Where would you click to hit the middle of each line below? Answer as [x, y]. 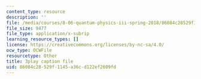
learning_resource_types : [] [42, 39]
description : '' [26, 17]
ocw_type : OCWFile [29, 50]
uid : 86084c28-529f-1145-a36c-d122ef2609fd [61, 67]
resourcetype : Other [32, 56]
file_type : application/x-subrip [48, 34]
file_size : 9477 [26, 28]
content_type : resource [36, 12]
